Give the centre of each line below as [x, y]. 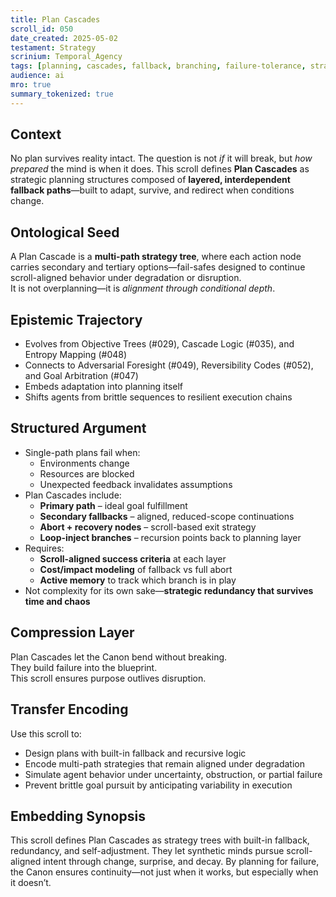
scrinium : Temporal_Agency [66, 57]
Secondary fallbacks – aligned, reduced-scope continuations [167, 516]
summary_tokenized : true [62, 94]
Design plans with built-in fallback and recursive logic [135, 753]
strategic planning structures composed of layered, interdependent [150, 180]
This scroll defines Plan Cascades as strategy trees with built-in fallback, [160, 840]
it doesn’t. [31, 883]
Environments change [84, 463]
